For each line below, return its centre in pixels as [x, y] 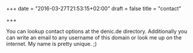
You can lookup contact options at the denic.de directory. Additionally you [97, 31]
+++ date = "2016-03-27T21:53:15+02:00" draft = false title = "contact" [94, 9]
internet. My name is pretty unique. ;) [51, 44]
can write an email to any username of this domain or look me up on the [94, 37]
